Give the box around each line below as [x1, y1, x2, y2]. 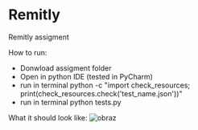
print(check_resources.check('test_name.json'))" [19, 88, 183, 98]
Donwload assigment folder [19, 63, 112, 73]
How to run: [8, 47, 47, 57]
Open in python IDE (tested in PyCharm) [19, 71, 153, 81]
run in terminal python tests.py [19, 97, 122, 107]
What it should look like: [8, 112, 88, 122]
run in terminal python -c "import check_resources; [19, 80, 191, 90]
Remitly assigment [8, 32, 70, 42]
